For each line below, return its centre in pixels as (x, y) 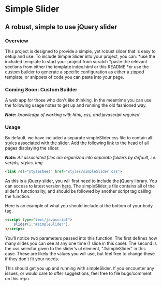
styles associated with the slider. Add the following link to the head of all (77, 143)
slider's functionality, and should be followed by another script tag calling (78, 191)
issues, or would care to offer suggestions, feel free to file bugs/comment (78, 273)
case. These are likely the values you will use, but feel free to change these (80, 253)
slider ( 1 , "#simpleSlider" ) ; (42, 224)
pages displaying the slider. (32, 148)
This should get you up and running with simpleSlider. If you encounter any (80, 268)
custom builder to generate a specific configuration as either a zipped (74, 72)
